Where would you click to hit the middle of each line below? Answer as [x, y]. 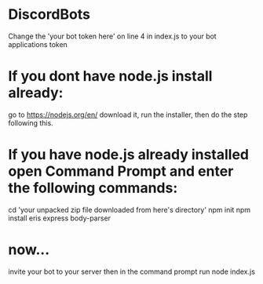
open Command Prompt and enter [121, 171]
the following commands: [93, 188]
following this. [31, 122]
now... [29, 249]
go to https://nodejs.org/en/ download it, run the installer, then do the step [128, 115]
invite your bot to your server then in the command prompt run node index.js [131, 271]
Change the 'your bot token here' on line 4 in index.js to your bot [113, 36]
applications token [38, 44]
